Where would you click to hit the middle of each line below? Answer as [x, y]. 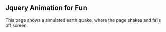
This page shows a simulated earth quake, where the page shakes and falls [83, 20]
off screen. [17, 25]
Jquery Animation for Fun [46, 8]
